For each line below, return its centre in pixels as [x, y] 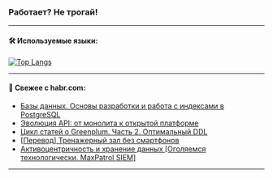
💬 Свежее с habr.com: [47, 88]
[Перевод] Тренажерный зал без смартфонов [100, 140]
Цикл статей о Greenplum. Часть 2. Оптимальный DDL [114, 131]
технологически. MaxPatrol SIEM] [78, 157]
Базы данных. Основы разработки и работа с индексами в [122, 106]
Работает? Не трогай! [53, 12]
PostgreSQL [40, 114]
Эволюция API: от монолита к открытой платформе [109, 123]
